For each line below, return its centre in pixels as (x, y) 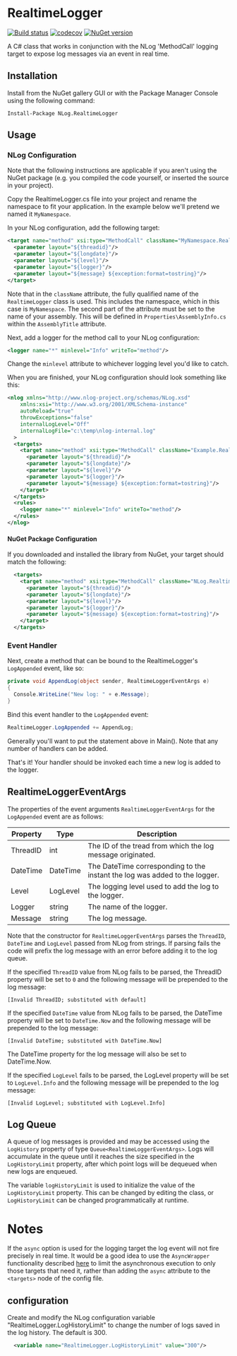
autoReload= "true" (47, 411)
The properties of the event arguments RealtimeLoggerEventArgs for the (111, 809)
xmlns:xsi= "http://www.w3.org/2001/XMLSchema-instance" (104, 405)
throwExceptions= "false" (56, 418)
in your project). (31, 186)
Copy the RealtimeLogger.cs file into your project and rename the (102, 199)
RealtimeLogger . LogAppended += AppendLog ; (71, 727)
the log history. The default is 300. (57, 1333)
